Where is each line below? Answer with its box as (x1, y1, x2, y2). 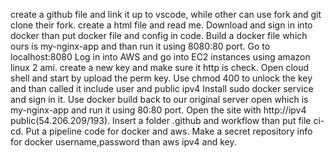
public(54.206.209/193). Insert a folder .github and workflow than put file (10, 115, 312, 126)
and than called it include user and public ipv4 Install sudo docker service (10, 83, 314, 94)
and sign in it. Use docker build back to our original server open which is (10, 94, 309, 105)
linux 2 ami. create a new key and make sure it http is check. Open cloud (10, 62, 310, 73)
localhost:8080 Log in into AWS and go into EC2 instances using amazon (10, 51, 311, 63)
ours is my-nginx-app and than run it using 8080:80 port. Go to (10, 40, 271, 52)
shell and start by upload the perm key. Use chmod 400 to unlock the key (10, 72, 313, 84)
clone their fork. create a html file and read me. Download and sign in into (10, 19, 313, 31)
